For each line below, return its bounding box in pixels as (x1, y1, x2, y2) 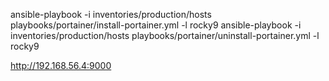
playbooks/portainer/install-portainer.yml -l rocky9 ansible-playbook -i (10, 19, 302, 31)
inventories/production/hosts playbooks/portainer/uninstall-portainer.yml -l (10, 30, 320, 41)
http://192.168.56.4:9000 (10, 60, 112, 71)
